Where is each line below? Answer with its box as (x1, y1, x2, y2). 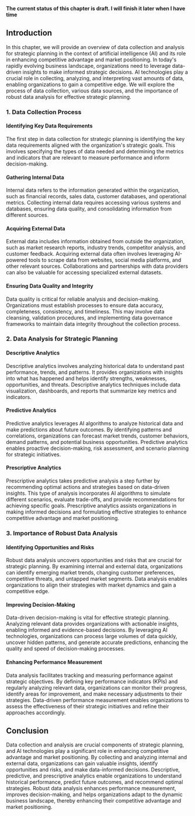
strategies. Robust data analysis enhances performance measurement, (6, 785, 176, 792)
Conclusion (6, 726, 49, 736)
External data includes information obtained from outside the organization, (6, 238, 185, 245)
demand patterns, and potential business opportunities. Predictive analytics (6, 438, 188, 445)
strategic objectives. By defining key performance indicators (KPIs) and (6, 678, 178, 685)
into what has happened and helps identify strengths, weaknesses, (6, 374, 168, 382)
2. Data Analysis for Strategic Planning (6, 335, 118, 343)
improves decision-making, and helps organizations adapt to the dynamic (6, 791, 183, 798)
